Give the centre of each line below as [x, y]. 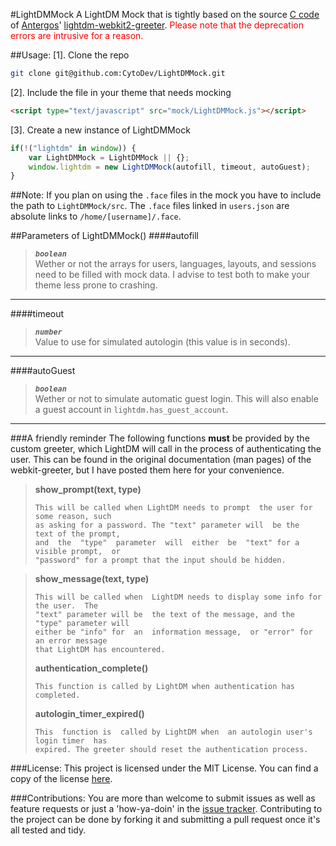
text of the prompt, [77, 534]
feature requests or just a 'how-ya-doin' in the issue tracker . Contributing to [166, 809]
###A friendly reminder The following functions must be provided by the [160, 438]
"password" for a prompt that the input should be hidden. [160, 560]
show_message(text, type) [92, 579]
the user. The [66, 606]
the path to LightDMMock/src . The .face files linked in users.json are [150, 206]
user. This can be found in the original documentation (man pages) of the [161, 460]
